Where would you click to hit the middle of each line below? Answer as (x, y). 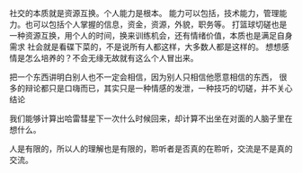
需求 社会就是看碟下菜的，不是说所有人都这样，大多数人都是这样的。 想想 (145, 47)
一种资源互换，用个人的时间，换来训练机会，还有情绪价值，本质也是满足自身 (151, 35)
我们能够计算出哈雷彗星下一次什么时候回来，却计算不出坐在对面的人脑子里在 (151, 118)
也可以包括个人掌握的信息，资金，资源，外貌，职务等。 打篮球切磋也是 (156, 24)
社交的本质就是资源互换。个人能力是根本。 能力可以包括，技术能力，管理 (144, 13)
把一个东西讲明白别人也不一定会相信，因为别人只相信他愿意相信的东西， (143, 77)
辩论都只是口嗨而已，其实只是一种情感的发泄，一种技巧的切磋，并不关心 (159, 88)
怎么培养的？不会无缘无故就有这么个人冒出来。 (111, 58)
